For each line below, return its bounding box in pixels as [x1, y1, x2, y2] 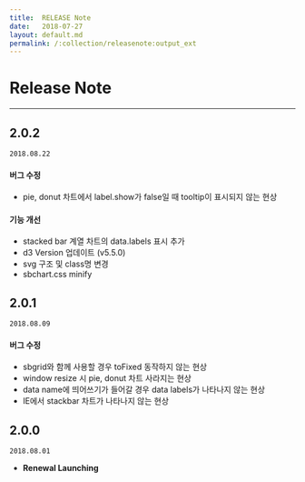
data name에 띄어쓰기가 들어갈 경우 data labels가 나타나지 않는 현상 [22, 384, 266, 396]
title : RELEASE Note [9, 13, 92, 23]
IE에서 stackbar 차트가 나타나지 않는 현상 [22, 396, 170, 407]
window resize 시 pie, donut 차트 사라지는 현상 [22, 373, 192, 384]
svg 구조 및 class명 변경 [22, 258, 109, 269]
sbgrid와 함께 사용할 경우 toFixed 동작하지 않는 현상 [22, 361, 207, 373]
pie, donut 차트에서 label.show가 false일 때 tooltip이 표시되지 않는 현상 [22, 192, 278, 203]
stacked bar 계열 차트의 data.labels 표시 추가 [22, 236, 185, 246]
